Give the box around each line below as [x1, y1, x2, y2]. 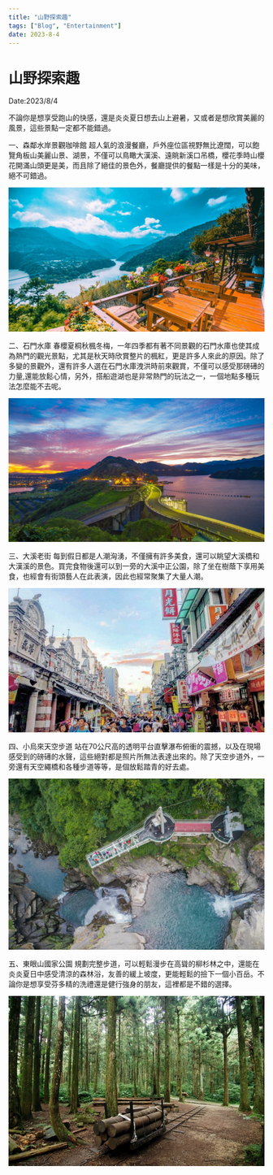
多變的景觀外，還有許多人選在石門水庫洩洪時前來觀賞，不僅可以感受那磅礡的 [8, 361, 265, 371]
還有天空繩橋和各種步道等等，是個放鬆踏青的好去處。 [15, 762, 193, 772]
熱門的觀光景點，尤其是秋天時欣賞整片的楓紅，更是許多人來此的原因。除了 [15, 350, 265, 361]
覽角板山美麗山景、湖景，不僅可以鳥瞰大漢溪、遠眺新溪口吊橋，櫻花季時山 [8, 150, 258, 160]
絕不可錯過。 [8, 171, 51, 180]
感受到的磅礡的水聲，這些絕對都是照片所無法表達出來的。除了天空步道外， [8, 752, 258, 761]
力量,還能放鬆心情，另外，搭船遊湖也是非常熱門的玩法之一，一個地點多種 [8, 371, 253, 381]
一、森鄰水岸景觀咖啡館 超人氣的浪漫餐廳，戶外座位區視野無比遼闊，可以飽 [8, 141, 260, 150]
